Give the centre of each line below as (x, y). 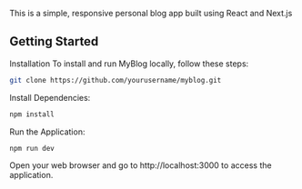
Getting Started (54, 41)
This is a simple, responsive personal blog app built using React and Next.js (151, 13)
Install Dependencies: (50, 97)
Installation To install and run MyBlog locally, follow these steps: (129, 64)
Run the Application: (47, 132)
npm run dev (32, 148)
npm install (32, 114)
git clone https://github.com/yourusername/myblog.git (116, 80)
